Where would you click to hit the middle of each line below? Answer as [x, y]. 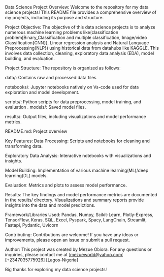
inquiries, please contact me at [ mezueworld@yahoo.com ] [65, 255]
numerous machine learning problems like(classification [62, 32]
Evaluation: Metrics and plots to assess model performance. [66, 185]
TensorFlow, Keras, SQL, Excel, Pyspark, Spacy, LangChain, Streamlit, [76, 220]
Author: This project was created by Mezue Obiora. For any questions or [78, 249]
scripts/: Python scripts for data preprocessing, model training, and [73, 102]
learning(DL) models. [26, 176]
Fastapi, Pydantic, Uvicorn [32, 225]
